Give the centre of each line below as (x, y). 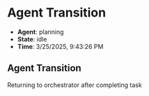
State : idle (32, 39)
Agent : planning (40, 32)
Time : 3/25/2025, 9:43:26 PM (60, 46)
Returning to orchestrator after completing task (75, 85)
